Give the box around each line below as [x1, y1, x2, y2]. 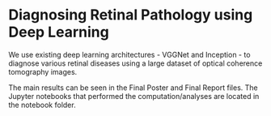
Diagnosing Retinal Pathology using [8, 6, 253, 24]
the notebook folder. [8, 100, 76, 110]
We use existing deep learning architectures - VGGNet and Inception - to [8, 49, 251, 59]
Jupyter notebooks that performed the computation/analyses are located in [8, 91, 260, 101]
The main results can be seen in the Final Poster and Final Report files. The [8, 83, 258, 92]
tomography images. [8, 67, 78, 76]
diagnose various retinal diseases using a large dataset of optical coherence [8, 58, 263, 68]
